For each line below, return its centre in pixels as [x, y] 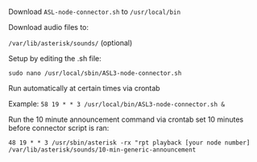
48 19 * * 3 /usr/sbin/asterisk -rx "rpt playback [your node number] [129, 143]
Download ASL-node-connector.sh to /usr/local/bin [95, 12]
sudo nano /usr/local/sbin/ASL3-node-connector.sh [95, 73]
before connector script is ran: [59, 128]
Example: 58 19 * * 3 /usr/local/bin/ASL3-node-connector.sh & [117, 104]
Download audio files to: [49, 27]
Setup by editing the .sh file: [55, 58]
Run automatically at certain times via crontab [84, 88]
